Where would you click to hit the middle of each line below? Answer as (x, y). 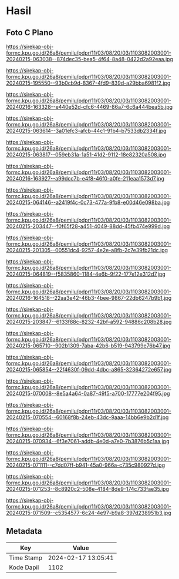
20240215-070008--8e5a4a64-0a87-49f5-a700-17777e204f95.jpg (88, 393)
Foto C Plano (30, 33)
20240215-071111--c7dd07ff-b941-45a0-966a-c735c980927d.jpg (86, 465)
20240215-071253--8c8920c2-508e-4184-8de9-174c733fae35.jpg (87, 489)
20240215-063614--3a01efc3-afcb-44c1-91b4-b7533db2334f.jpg (86, 131)
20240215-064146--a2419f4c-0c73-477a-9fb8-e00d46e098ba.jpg (88, 202)
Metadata (24, 531)
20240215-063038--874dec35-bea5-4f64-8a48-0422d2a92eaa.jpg (89, 59)
